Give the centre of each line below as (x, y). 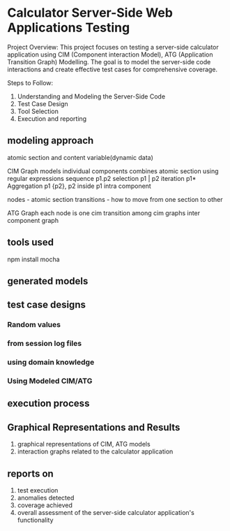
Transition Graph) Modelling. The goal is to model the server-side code (109, 61)
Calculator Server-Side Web (90, 13)
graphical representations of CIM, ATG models (84, 444)
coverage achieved (45, 505)
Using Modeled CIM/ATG (50, 381)
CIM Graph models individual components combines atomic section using (113, 171)
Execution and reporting (52, 118)
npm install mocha (34, 259)
